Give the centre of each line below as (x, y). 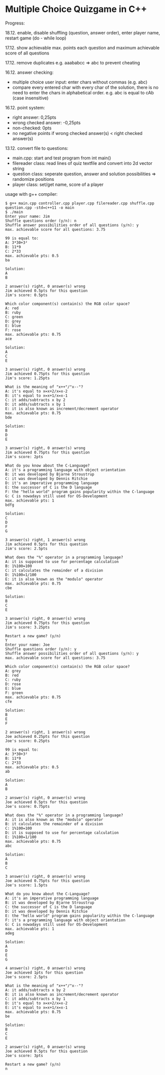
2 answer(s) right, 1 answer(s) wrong (45, 732)
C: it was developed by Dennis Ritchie (46, 479)
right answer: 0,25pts (34, 117)
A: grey (13, 671)
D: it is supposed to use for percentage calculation (62, 833)
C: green (14, 317)
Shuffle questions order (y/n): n (41, 221)
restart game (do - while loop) (36, 38)
